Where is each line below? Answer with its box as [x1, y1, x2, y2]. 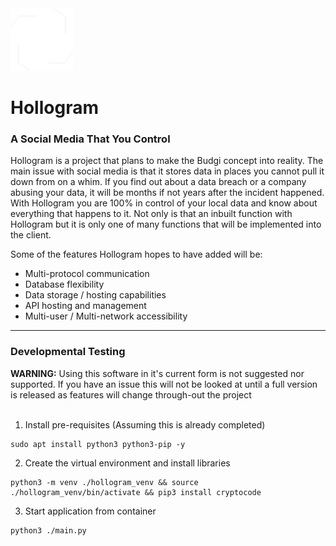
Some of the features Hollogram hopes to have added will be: [10, 248, 263, 261]
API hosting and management [24, 300, 147, 312]
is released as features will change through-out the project [10, 388, 252, 401]
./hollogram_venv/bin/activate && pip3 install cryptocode [10, 487, 262, 497]
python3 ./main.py [10, 525, 87, 536]
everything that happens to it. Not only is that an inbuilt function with [10, 208, 293, 220]
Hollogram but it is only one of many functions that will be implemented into [10, 218, 322, 231]
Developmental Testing [10, 345, 126, 359]
